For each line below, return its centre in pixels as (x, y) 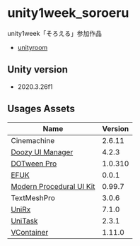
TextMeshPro (33, 197)
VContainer (30, 232)
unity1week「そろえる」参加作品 (55, 33)
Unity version (38, 69)
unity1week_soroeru (68, 13)
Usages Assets (41, 109)
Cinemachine (33, 140)
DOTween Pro (34, 164)
